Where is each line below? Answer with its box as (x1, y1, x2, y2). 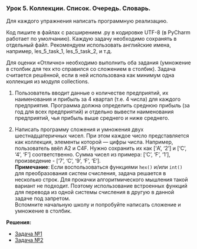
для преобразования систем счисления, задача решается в (14, 170, 166, 177)
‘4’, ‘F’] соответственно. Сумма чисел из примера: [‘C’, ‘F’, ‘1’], (14, 151, 171, 158)
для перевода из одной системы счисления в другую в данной (14, 189, 175, 196)
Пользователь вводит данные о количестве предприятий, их (14, 90, 169, 97)
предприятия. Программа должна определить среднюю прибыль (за (14, 102, 190, 109)
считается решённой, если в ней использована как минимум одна (6, 72, 175, 79)
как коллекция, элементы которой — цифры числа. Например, (14, 139, 173, 146)
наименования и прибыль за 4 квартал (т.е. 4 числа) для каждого (14, 96, 181, 103)
